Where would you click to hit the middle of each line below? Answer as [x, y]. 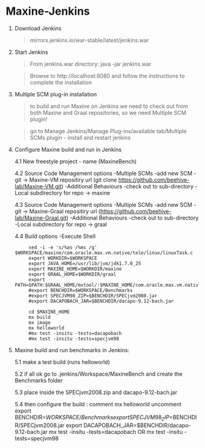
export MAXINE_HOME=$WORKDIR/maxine [75, 269]
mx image [39, 322]
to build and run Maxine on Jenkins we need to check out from [109, 106]
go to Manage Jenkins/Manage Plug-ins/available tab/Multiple [108, 131]
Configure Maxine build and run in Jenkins [68, 149]
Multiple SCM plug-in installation [56, 94]
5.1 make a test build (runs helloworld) [62, 362]
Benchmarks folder [39, 380]
